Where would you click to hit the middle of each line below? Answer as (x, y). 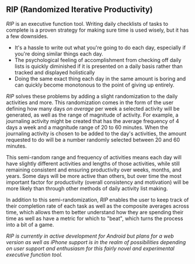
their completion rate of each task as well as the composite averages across (98, 206)
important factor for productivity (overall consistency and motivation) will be (97, 182)
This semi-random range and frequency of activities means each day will (94, 157)
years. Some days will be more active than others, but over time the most (94, 176)
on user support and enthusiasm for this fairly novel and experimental (90, 248)
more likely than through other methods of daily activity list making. (87, 188)
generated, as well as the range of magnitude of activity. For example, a (92, 115)
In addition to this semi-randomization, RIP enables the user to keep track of (97, 200)
